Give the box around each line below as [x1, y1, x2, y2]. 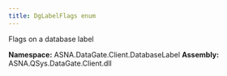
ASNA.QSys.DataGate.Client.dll [8, 58, 112, 68]
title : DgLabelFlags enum [8, 11, 96, 20]
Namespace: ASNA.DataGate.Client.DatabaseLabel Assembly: [8, 49, 220, 59]
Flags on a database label [8, 34, 95, 44]
